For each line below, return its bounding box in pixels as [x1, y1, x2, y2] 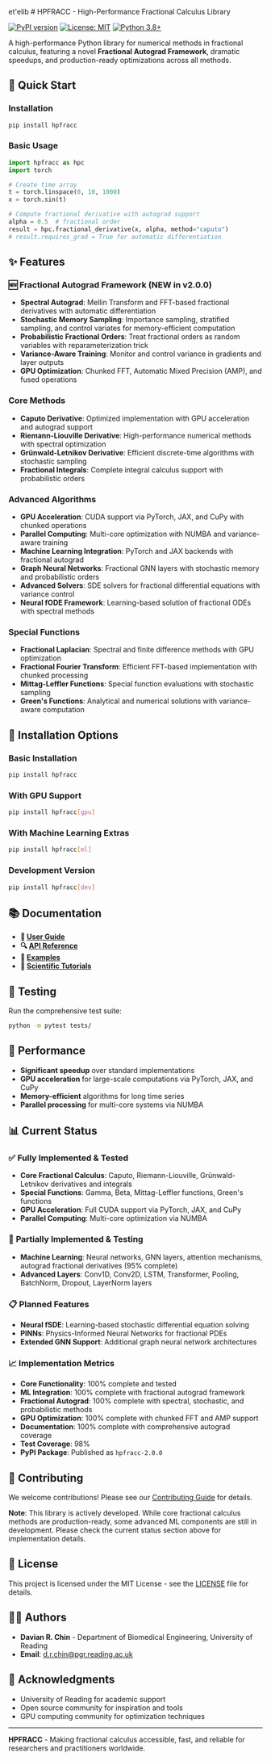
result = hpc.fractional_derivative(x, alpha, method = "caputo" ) [8, 225, 229, 233]
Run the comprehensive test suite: [8, 1006, 123, 1016]
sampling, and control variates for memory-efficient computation [19, 323, 236, 333]
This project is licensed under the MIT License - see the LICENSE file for [8, 1579, 248, 1588]
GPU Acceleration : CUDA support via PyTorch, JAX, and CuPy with [19, 512, 244, 522]
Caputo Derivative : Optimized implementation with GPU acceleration [19, 413, 250, 423]
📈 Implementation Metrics [8, 1357, 115, 1369]
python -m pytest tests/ [8, 1021, 92, 1030]
